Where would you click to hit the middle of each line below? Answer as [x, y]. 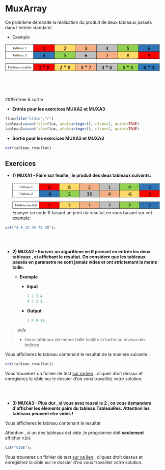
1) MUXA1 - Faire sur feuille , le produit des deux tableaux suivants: [82, 175]
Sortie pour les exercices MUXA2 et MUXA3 [58, 138]
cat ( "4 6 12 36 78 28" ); [30, 228]
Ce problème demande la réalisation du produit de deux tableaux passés [79, 22]
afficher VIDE [18, 438]
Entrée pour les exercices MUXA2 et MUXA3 [59, 109]
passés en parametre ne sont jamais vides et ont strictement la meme [85, 262]
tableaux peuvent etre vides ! [43, 413]
